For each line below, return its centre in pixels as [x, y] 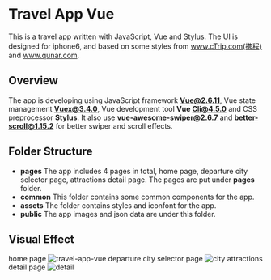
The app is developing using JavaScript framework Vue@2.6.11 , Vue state [132, 100]
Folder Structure [51, 152]
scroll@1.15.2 [31, 125]
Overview [34, 81]
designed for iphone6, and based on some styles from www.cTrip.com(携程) [135, 46]
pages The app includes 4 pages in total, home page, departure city [134, 171]
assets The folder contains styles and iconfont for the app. [118, 205]
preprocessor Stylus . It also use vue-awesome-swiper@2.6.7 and [121, 117]
